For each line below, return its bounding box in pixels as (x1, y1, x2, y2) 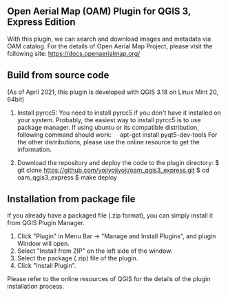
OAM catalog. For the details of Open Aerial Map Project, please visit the (7, 41, 213, 50)
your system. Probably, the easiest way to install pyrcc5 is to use (17, 115, 201, 124)
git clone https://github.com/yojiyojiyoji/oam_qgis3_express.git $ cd (17, 166, 209, 174)
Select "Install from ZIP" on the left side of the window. (17, 247, 173, 255)
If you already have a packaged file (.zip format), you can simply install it (7, 211, 214, 220)
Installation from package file (7, 193, 136, 205)
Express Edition (7, 17, 76, 28)
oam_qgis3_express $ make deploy (17, 173, 117, 182)
